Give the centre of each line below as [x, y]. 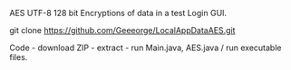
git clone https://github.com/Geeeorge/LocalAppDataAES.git [122, 30]
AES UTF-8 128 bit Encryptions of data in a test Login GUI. [118, 13]
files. [19, 57]
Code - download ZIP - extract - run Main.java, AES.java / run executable [145, 48]
